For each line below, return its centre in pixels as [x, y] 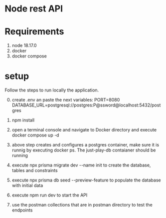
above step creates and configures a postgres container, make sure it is [85, 145]
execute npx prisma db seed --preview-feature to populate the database [86, 180]
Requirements [34, 32]
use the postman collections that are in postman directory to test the [82, 205]
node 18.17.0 [24, 45]
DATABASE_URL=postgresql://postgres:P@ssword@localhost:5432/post [86, 105]
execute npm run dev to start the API [50, 195]
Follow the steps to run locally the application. [52, 90]
